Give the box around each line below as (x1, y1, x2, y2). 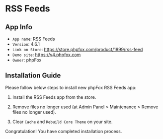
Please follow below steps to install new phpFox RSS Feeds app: (5, 84, 137, 90)
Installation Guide (5, 71, 61, 80)
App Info (5, 23, 32, 31)
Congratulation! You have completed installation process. (5, 128, 122, 134)
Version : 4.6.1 (12, 41, 40, 47)
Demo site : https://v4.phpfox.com (12, 52, 81, 58)
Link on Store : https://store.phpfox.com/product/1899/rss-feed (12, 47, 143, 52)
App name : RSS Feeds (12, 36, 55, 42)
